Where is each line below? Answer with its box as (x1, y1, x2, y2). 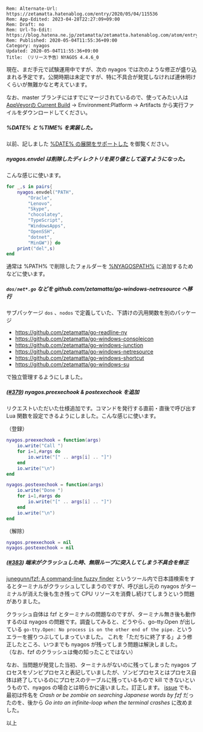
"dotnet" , (28, 234, 53, 240)
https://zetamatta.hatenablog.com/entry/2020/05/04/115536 (6, 11, 158, 17)
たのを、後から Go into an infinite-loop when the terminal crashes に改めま (6, 699, 193, 707)
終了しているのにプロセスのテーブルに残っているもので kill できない (16, 676, 185, 684)
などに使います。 (6, 270, 48, 277)
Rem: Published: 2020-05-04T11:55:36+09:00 (6, 37, 118, 44)
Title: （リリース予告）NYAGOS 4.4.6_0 (6, 54, 99, 60)
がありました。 (6, 598, 43, 605)
